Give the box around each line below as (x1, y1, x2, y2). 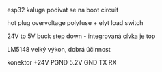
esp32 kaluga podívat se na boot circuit (7, 6, 119, 14)
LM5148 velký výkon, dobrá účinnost (7, 46, 111, 53)
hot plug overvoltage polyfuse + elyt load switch (7, 19, 144, 26)
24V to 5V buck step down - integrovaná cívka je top (7, 32, 156, 40)
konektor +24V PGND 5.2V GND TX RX (7, 58, 117, 67)
